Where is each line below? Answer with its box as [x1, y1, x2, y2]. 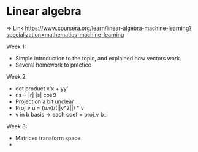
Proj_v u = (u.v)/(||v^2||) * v [15, 104, 85, 111]
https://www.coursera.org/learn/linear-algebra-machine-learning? [25, 24, 192, 32]
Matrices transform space [15, 134, 81, 142]
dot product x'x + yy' [15, 84, 69, 92]
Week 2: [6, 73, 28, 80]
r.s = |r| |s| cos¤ [15, 91, 57, 98]
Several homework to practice [15, 61, 92, 68]
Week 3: [6, 122, 28, 129]
